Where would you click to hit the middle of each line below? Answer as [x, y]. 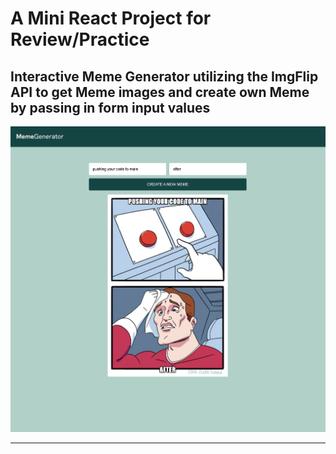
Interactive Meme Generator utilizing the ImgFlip [164, 76]
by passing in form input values [110, 107]
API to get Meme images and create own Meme [160, 92]
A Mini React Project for [111, 18]
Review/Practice [80, 39]
